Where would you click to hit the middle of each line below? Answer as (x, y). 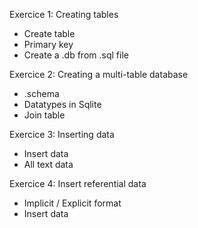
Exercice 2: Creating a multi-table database (99, 74)
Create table (49, 33)
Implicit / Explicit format (72, 203)
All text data (48, 164)
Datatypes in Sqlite (62, 104)
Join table (44, 115)
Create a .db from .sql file (76, 55)
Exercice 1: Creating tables (64, 14)
